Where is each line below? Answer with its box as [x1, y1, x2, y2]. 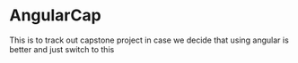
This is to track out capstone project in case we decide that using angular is [9, 35, 289, 45]
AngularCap [9, 5, 101, 26]
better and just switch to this [9, 43, 115, 54]
